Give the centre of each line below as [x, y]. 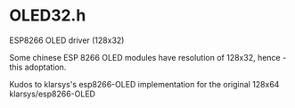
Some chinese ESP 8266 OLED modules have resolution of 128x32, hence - [148, 57]
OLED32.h [48, 16]
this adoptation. [38, 67]
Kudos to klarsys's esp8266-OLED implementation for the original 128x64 [144, 84]
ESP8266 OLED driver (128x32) [67, 40]
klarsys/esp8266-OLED [53, 94]
